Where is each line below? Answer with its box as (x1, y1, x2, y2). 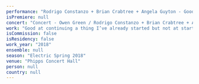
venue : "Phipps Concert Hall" (6, 58, 81, 64)
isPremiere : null (6, 14, 49, 20)
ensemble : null (6, 47, 44, 53)
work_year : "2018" (6, 42, 52, 48)
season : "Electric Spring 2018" (6, 53, 86, 59)
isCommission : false (6, 31, 57, 37)
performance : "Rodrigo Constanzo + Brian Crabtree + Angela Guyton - (6, 8, 182, 15)
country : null (6, 69, 41, 75)
